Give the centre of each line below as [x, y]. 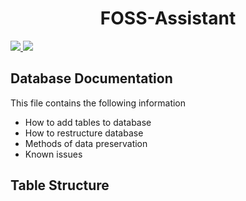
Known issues [53, 154]
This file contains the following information [98, 103]
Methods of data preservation [86, 143]
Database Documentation [91, 78]
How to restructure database [84, 133]
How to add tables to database [88, 122]
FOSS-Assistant [168, 18]
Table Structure [60, 185]
